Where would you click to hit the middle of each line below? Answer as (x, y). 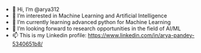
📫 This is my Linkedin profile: (49, 35)
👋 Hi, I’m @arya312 (36, 9)
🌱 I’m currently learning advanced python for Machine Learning (91, 22)
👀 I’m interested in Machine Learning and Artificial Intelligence (90, 16)
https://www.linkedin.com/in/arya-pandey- (141, 35)
